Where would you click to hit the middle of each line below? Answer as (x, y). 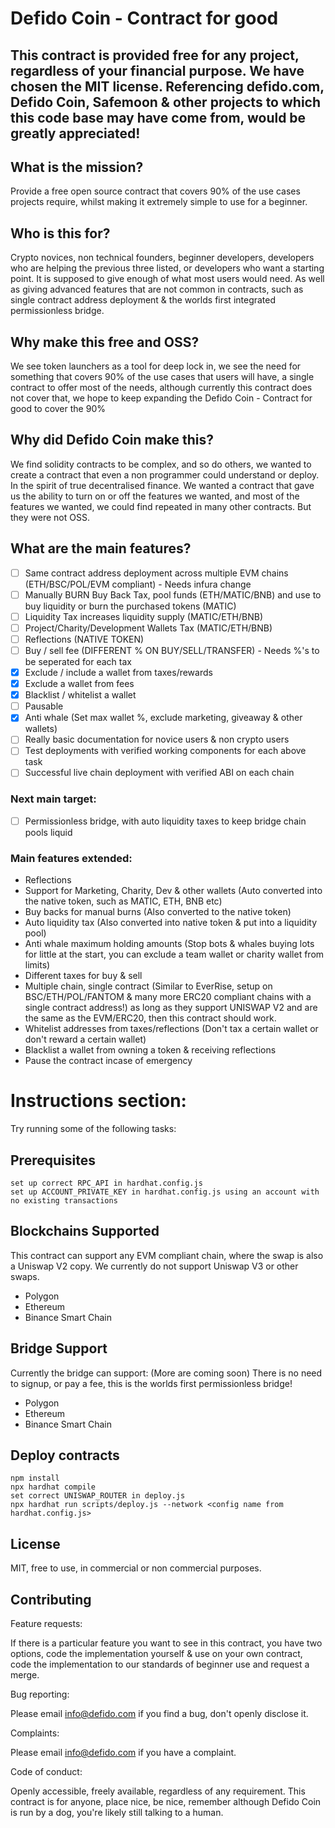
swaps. (25, 1276)
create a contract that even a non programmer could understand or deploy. (165, 474)
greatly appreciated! (75, 133)
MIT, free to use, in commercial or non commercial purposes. (136, 1568)
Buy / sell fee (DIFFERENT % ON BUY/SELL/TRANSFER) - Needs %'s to (172, 650)
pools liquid (48, 832)
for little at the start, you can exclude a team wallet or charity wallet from (174, 954)
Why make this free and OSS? (105, 342)
